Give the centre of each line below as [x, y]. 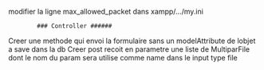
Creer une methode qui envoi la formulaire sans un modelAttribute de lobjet [132, 41]
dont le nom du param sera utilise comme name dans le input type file [123, 58]
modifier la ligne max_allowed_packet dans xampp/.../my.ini [106, 12]
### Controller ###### [75, 26]
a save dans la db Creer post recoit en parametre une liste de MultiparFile [129, 49]
